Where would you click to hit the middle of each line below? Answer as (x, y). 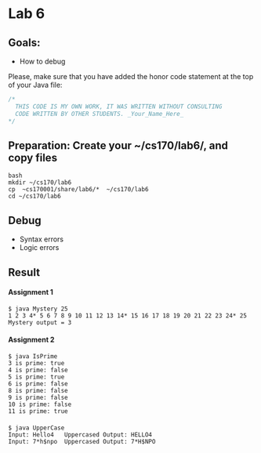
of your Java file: (35, 85)
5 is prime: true (36, 377)
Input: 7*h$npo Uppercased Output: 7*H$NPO (82, 441)
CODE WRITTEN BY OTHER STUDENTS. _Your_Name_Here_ (100, 114)
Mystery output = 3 (40, 322)
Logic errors (39, 248)
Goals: (24, 43)
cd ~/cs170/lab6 (34, 197)
